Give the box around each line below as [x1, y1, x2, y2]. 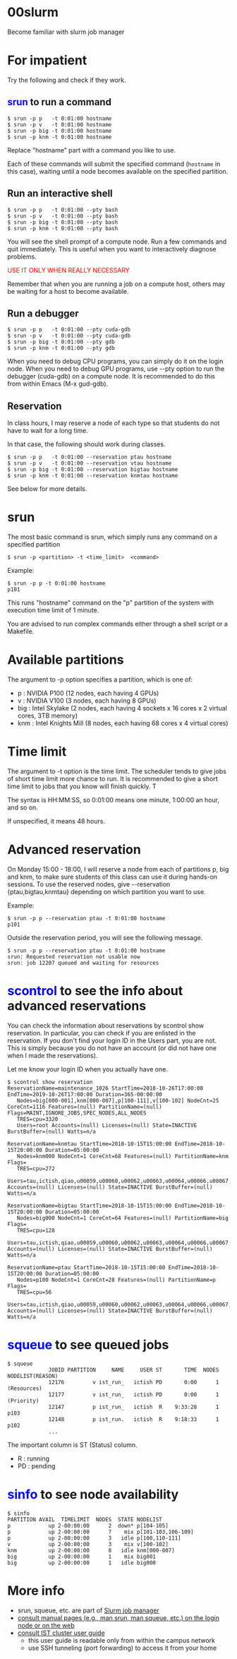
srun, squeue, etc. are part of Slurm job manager [17, 1606, 160, 1615]
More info [7, 1583, 66, 1598]
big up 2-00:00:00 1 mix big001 [7, 1553, 157, 1560]
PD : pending [17, 1461, 56, 1470]
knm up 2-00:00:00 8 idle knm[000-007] [7, 1547, 175, 1554]
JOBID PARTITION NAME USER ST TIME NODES [48, 1366, 219, 1374]
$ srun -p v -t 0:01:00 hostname [7, 121, 112, 128]
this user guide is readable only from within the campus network [28, 1636, 215, 1644]
